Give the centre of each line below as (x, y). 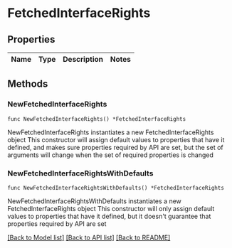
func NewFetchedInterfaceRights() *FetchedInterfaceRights (97, 119)
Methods (28, 84)
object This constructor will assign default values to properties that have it (116, 139)
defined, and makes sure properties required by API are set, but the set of (116, 147)
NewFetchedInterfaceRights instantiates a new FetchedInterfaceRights (111, 132)
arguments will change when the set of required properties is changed (110, 155)
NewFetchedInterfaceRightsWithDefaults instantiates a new (94, 201)
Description (83, 59)
